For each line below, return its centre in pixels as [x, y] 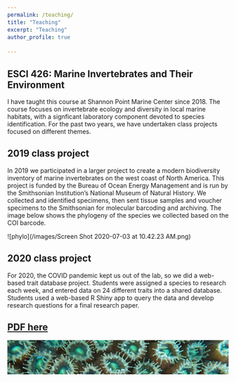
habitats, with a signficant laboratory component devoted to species [106, 117]
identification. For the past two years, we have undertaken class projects [112, 124]
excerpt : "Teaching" [38, 29]
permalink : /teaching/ [40, 15]
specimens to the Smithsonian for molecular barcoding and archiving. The [114, 208]
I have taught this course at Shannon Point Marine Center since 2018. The [114, 101]
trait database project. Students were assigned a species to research [126, 283]
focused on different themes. [49, 131]
